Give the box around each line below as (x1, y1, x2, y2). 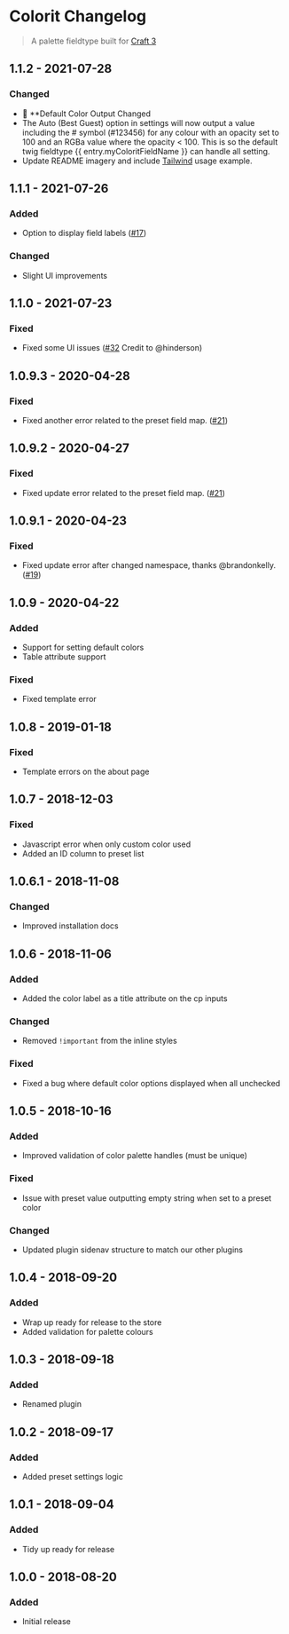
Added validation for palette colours (21, 1326, 153, 1337)
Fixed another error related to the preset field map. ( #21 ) (21, 414, 229, 425)
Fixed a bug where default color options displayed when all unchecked (21, 1077, 281, 1088)
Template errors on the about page (21, 766, 150, 778)
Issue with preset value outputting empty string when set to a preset (21, 1192, 272, 1204)
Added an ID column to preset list (21, 848, 144, 858)
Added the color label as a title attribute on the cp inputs (21, 993, 228, 1004)
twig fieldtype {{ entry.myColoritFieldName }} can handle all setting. (21, 146, 270, 156)
